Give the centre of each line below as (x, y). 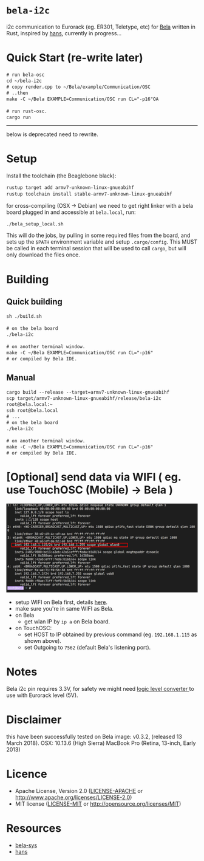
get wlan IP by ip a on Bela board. (67, 621)
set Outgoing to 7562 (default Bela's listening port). (87, 647)
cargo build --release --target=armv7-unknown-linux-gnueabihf (88, 393)
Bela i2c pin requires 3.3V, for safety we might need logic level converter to (100, 688)
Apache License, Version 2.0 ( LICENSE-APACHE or (79, 791)
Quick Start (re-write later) (75, 58)
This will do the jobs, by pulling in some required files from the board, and (98, 235)
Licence (27, 774)
